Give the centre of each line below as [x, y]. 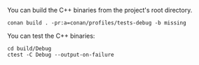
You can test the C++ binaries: [51, 36]
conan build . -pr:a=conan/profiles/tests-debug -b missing [97, 23]
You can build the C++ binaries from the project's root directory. [100, 10]
